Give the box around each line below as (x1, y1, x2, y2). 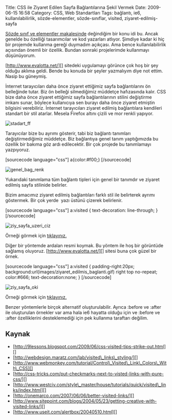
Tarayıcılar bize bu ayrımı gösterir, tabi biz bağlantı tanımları (5, 130, 131, 136)
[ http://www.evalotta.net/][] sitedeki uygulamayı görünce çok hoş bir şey (5, 63, 159, 68)
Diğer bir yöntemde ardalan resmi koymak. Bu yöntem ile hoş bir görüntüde (5, 243, 164, 248)
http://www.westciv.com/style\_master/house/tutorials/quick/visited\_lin (14, 382, 166, 388)
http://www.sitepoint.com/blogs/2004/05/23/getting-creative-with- (14, 397, 157, 404)
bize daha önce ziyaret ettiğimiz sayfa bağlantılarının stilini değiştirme (5, 94, 152, 100)
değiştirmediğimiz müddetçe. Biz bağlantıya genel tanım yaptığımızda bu (5, 136, 159, 142)
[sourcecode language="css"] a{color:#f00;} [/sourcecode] (5, 156, 132, 163)
